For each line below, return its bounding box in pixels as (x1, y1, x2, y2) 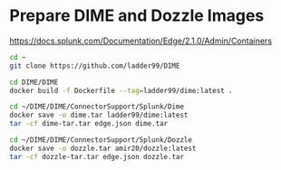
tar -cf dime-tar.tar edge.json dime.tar (9, 119, 169, 128)
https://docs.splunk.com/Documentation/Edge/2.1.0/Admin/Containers (9, 35, 273, 46)
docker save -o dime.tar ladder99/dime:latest (9, 110, 189, 120)
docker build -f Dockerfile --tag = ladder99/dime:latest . (9, 86, 233, 95)
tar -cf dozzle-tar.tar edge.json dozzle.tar (9, 152, 184, 161)
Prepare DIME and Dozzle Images (9, 5, 265, 26)
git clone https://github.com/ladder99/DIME (9, 61, 180, 71)
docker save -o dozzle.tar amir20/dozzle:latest (9, 144, 197, 153)
